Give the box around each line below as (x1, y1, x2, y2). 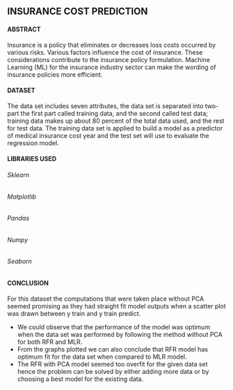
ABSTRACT (7, 24, 41, 33)
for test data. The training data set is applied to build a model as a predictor (7, 123, 223, 132)
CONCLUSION (7, 279, 49, 287)
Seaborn (7, 257, 33, 266)
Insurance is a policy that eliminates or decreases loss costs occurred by (7, 40, 216, 49)
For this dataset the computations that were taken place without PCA (7, 294, 204, 303)
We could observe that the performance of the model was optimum (17, 322, 211, 331)
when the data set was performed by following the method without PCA (17, 330, 223, 338)
